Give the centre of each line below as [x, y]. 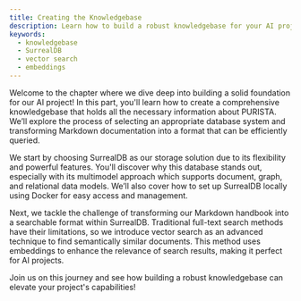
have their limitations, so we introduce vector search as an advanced [136, 231]
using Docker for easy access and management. [99, 195]
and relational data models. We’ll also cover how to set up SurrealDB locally [148, 186]
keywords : [28, 34]
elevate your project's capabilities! [73, 287]
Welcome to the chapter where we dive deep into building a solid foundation [150, 92]
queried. [25, 140]
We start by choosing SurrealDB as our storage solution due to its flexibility [148, 157]
